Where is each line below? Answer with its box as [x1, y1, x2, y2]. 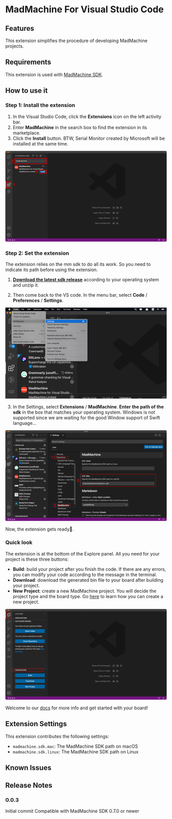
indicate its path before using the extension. [5, 267, 98, 273]
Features [5, 24, 34, 33]
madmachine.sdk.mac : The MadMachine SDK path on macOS [12, 743, 138, 749]
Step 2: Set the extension [5, 250, 69, 257]
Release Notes [5, 781, 53, 790]
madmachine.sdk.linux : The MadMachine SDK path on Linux [12, 748, 139, 754]
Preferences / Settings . [12, 297, 63, 303]
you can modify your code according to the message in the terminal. [12, 571, 157, 578]
